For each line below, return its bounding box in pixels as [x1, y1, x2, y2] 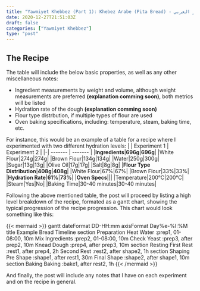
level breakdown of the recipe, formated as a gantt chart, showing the [6, 198, 177, 205]
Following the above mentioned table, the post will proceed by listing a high [6, 192, 192, 199]
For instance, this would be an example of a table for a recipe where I [6, 136, 176, 143]
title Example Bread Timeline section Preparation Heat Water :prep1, [6, 229, 173, 236]
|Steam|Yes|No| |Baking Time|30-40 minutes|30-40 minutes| [6, 180, 157, 187]
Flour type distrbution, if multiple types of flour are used [14, 111, 153, 119]
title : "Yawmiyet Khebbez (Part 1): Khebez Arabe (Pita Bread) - [6, 8, 171, 15]
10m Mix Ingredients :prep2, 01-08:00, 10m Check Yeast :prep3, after [23, 234, 193, 242]
